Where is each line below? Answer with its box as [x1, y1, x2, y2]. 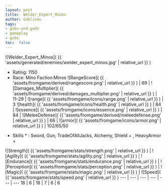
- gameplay [5, 31, 28, 36]
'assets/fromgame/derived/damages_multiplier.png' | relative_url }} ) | [12, 90, 157, 96]
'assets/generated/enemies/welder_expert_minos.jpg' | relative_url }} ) [5, 59, 151, 66]
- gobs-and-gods [5, 26, 39, 31]
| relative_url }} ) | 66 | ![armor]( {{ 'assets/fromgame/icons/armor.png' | [12, 117, 161, 123]
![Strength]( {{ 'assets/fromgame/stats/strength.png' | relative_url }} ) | [5, 147, 151, 154]
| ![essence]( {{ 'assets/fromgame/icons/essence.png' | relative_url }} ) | [12, 106, 162, 112]
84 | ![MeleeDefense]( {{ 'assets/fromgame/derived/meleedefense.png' [12, 112, 161, 118]
